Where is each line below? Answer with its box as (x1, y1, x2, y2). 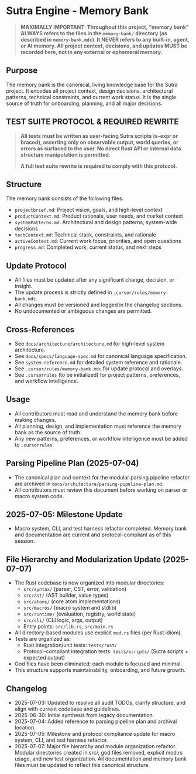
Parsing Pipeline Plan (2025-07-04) (6, 458, 139, 468)
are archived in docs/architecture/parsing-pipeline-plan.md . (14, 480, 164, 487)
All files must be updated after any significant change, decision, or (14, 276, 174, 283)
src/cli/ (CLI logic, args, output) (23, 617, 104, 624)
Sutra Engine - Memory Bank (6, 4, 149, 18)
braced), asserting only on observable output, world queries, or (20, 138, 178, 146)
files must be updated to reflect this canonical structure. (14, 762, 150, 769)
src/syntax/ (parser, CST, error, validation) (23, 586, 127, 593)
